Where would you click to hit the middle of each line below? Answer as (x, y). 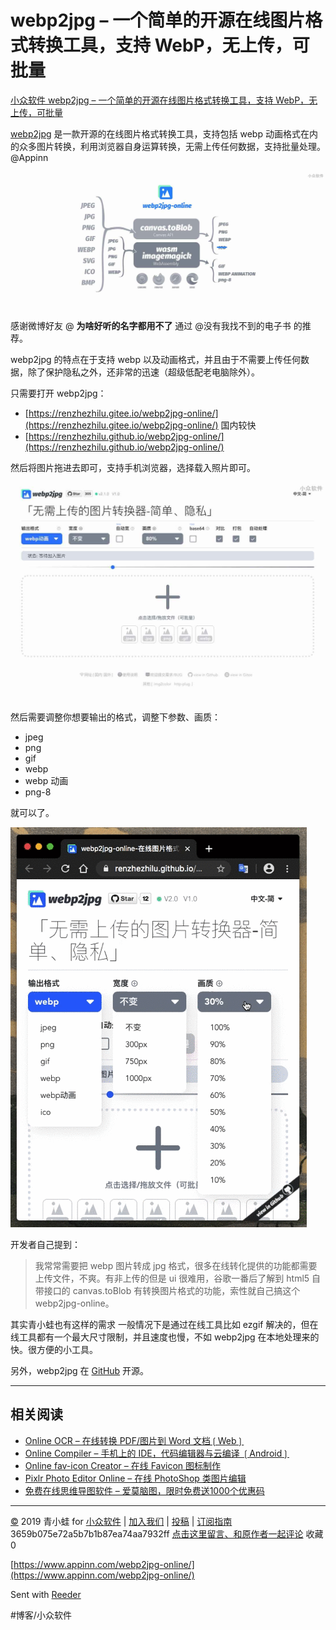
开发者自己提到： (45, 1244)
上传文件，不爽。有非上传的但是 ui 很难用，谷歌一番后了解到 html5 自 (178, 1278)
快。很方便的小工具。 (54, 1349)
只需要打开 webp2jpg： (58, 393)
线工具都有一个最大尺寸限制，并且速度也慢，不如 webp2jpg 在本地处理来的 (165, 1337)
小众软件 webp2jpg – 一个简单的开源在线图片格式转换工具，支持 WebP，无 (164, 100)
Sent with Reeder (46, 1594)
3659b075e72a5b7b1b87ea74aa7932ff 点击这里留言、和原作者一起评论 (157, 1533)
